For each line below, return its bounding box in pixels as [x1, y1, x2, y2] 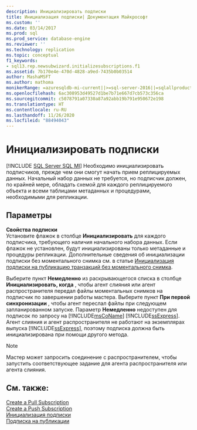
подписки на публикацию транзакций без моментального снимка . [6, 263, 173, 270]
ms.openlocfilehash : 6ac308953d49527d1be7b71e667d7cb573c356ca [6, 90, 164, 96]
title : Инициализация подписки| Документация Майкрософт [6, 14, 148, 20]
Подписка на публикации [6, 417, 70, 424]
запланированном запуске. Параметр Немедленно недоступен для [6, 306, 177, 313]
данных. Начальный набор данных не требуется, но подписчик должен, [6, 175, 187, 182]
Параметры [6, 211, 52, 221]
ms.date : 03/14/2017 [6, 25, 57, 31]
